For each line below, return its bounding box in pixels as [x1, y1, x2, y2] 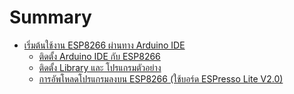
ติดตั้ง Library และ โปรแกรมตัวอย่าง [38, 61, 162, 73]
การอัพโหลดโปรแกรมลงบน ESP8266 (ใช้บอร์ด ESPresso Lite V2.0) [38, 72, 284, 85]
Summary [9, 6, 92, 29]
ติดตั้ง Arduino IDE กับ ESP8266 [38, 50, 161, 62]
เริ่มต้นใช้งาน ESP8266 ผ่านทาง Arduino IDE [23, 39, 186, 51]
